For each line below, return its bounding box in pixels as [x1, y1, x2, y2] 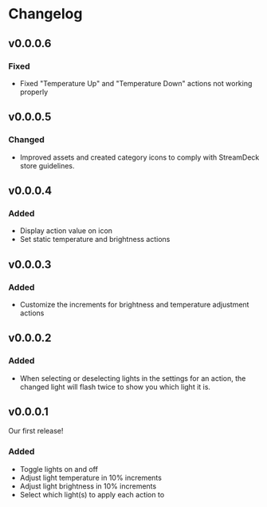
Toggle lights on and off [19, 464, 98, 473]
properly [19, 87, 49, 97]
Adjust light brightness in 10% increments [19, 481, 157, 491]
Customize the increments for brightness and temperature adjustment [19, 299, 249, 309]
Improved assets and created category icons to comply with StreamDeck [19, 152, 260, 162]
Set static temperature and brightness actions [19, 235, 171, 244]
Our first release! [8, 426, 64, 436]
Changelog [8, 5, 83, 23]
